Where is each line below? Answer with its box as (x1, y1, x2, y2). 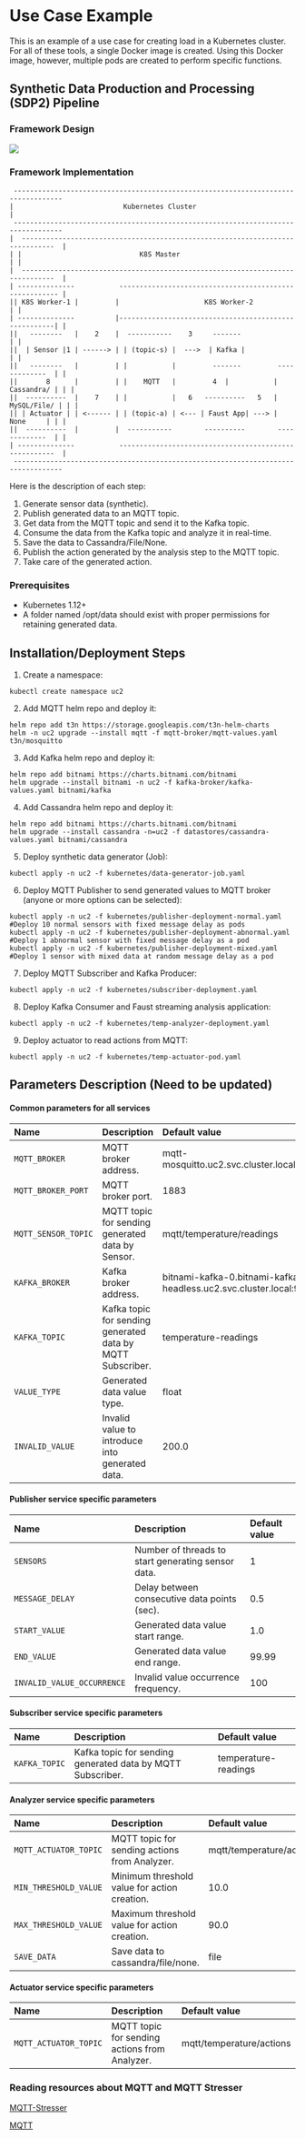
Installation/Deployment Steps (9, 645, 186, 660)
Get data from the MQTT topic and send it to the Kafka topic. (22, 517, 250, 528)
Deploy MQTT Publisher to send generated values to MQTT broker (22, 885, 271, 896)
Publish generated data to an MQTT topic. (22, 507, 180, 518)
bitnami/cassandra (57, 836, 128, 845)
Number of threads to (134, 1543, 227, 1556)
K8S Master (139, 249, 181, 259)
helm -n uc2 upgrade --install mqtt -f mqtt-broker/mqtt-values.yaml (9, 728, 279, 738)
